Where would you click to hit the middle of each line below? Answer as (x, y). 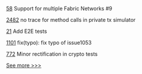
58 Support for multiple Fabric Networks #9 (59, 9)
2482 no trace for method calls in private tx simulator (71, 20)
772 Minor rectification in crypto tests (52, 54)
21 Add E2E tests (27, 31)
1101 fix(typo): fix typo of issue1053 (49, 43)
